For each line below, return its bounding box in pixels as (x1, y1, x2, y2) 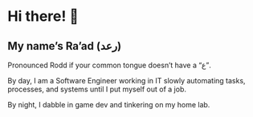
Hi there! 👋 (7, 7, 80, 26)
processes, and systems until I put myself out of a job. (7, 84, 186, 94)
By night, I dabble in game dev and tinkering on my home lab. (7, 100, 210, 109)
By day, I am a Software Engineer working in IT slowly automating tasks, (7, 76, 246, 85)
